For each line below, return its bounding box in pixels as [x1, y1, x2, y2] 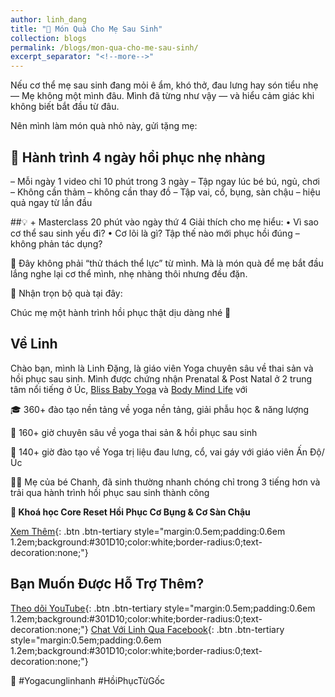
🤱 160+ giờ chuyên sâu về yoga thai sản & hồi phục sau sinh [10, 426, 258, 438]
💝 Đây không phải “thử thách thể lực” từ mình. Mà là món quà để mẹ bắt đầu [10, 257, 324, 269]
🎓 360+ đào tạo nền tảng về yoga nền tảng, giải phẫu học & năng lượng [10, 403, 310, 415]
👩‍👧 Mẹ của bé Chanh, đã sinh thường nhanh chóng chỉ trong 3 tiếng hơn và [10, 476, 321, 488]
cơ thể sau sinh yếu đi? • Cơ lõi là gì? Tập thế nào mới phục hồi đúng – [10, 227, 300, 239]
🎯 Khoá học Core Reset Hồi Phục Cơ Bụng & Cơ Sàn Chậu [10, 506, 251, 518]
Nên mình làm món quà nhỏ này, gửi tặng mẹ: [10, 120, 198, 132]
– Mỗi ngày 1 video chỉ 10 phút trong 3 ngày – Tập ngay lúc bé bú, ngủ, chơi [10, 175, 320, 187]
